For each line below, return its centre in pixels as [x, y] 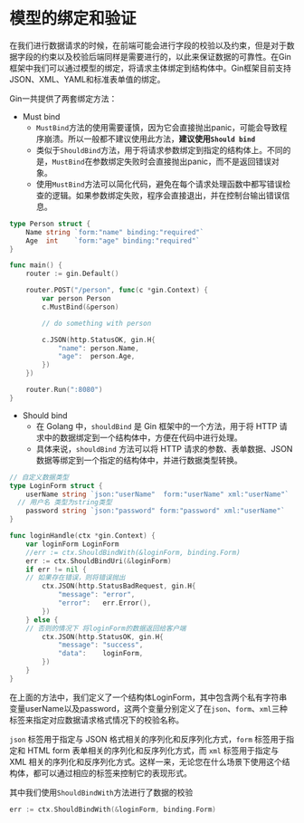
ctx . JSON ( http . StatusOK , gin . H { [103, 636]
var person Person [76, 299]
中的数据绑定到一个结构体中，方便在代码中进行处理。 [143, 437]
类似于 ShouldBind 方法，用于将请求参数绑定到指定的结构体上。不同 [159, 149]
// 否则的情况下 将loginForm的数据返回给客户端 [106, 628]
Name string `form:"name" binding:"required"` [115, 232]
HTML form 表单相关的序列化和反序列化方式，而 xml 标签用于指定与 [153, 750]
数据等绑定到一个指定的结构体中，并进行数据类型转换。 [139, 460]
